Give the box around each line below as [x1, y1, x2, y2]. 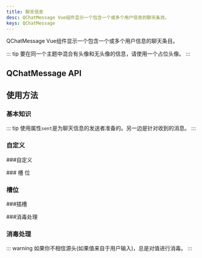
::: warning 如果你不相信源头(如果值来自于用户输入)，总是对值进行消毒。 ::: [6, 245, 192, 252]
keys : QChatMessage [6, 20, 56, 26]
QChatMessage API [6, 68, 82, 79]
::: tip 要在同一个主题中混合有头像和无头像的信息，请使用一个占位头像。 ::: [6, 50, 191, 57]
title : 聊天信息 [6, 8, 44, 15]
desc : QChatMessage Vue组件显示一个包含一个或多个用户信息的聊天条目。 [6, 15, 169, 21]
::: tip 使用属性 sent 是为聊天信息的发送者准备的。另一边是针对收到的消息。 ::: [6, 124, 197, 132]
